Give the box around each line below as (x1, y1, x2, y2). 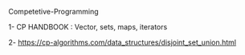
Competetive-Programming (8, 7, 99, 16)
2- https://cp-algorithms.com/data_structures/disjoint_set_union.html (8, 37, 237, 47)
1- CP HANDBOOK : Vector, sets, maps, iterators (8, 22, 168, 31)
